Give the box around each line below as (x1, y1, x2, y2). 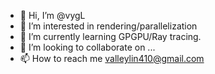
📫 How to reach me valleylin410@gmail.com (19, 53, 205, 64)
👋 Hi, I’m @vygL (19, 10, 86, 21)
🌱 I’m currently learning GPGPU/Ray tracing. (19, 31, 202, 42)
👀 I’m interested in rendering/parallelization (19, 20, 198, 32)
